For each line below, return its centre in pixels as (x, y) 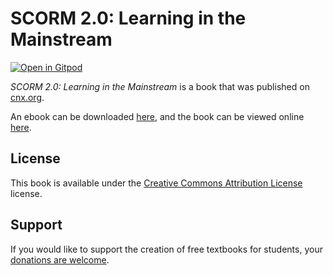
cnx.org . (27, 97)
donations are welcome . (60, 259)
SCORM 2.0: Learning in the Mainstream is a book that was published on (160, 86)
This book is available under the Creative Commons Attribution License (156, 183)
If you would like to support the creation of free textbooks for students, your (166, 249)
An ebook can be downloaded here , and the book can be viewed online (157, 116)
